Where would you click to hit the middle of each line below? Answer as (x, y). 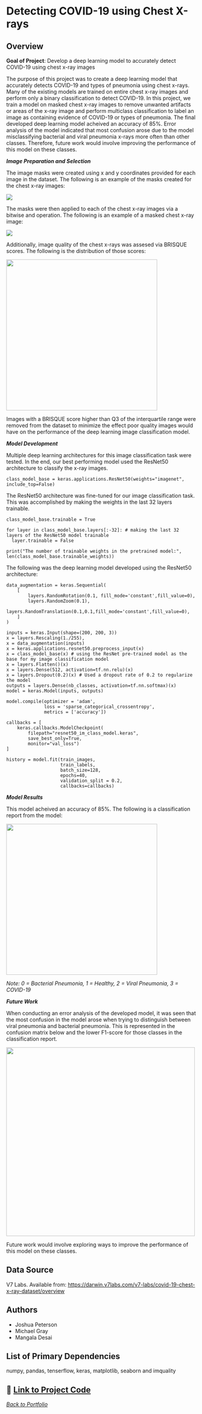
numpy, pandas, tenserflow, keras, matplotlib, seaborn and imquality (91, 1371)
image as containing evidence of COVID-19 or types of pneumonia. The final (101, 117)
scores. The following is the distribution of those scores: (76, 251)
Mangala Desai (33, 1337)
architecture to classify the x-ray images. (57, 468)
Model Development (32, 443)
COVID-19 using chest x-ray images (51, 67)
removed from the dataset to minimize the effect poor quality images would (100, 425)
